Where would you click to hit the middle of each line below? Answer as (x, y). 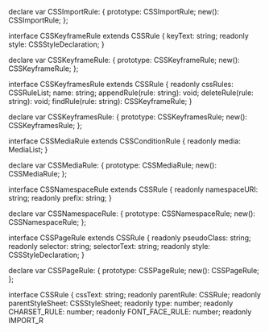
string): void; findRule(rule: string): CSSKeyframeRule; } (100, 101)
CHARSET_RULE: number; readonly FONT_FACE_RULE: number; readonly (130, 312)
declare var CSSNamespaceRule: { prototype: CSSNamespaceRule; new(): (132, 214)
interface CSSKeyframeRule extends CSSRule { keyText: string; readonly (129, 36)
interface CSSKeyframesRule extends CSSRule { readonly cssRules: (121, 84)
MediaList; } (28, 149)
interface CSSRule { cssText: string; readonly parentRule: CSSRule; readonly (135, 295)
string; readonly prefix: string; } (60, 198)
